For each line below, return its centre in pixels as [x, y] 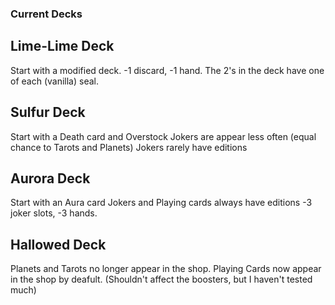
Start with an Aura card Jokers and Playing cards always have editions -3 [161, 203]
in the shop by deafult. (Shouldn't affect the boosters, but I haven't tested [161, 279]
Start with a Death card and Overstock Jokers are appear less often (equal [163, 136]
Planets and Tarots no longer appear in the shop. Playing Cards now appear [166, 269]
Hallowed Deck [58, 244]
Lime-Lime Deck [62, 46]
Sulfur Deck [48, 112]
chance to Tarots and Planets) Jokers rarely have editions [129, 147]
